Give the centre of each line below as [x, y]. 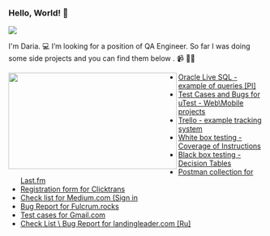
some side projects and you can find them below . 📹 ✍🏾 [102, 58]
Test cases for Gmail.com [63, 215]
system [190, 129]
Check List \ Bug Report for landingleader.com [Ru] [105, 224]
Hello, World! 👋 [39, 13]
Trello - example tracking [220, 120]
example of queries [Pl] [217, 86]
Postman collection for [216, 172]
